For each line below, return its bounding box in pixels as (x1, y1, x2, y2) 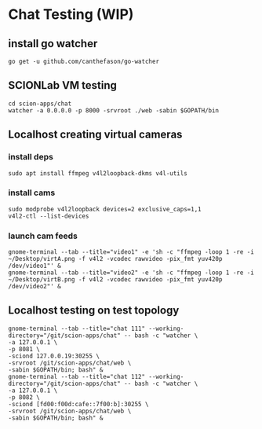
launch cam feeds (8, 230, 78, 241)
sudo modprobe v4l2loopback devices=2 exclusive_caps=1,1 (8, 205, 202, 213)
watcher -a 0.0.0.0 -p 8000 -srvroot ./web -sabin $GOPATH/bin (8, 106, 220, 115)
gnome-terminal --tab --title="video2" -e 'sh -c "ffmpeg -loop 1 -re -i (8, 269, 255, 277)
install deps (8, 152, 53, 163)
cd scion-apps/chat (8, 100, 72, 108)
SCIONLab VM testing (8, 79, 118, 92)
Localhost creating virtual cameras (8, 128, 183, 141)
